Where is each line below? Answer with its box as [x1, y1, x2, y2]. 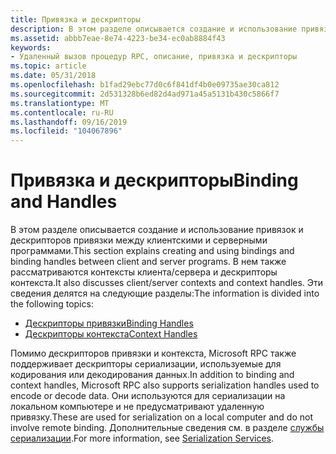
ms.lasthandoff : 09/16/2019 [10, 117, 128, 127]
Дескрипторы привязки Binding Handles [24, 317, 194, 330]
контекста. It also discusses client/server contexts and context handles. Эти [10, 277, 324, 289]
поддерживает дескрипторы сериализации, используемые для [10, 358, 282, 370]
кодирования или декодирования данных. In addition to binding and [10, 369, 295, 381]
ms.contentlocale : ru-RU [10, 107, 114, 118]
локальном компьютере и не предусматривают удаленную [10, 401, 265, 413]
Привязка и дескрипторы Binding [10, 169, 299, 192]
